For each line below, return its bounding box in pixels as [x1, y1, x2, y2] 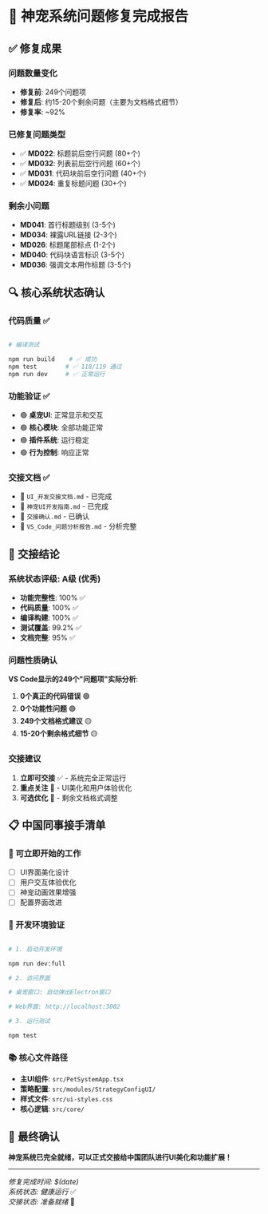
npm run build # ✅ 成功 [8, 355, 97, 363]
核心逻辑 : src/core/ [19, 1104, 85, 1114]
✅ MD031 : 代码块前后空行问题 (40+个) [19, 169, 147, 178]
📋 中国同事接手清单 [8, 818, 106, 831]
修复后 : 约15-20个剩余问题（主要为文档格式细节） [19, 97, 183, 106]
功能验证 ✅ [8, 391, 50, 402]
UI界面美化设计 [19, 867, 69, 877]
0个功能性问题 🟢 [19, 704, 77, 713]
